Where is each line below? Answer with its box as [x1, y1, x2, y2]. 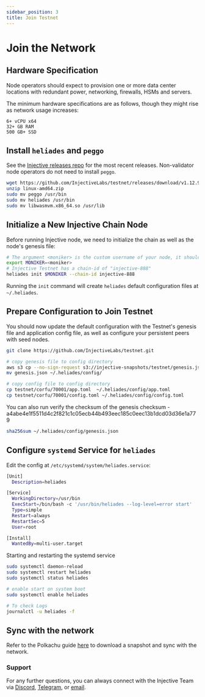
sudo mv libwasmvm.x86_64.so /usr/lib [6, 202, 105, 208]
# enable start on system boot [6, 586, 86, 592]
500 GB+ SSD [6, 129, 37, 135]
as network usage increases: [6, 106, 79, 114]
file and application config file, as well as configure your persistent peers [6, 329, 190, 336]
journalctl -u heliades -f [6, 608, 75, 614]
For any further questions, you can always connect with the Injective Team [6, 677, 194, 685]
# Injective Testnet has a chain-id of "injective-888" [6, 265, 151, 272]
